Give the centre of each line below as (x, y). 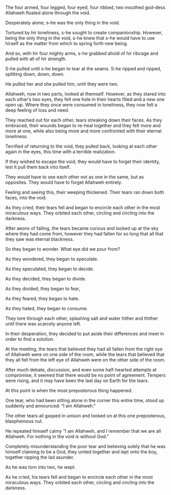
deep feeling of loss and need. (37, 110)
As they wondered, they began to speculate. (52, 259)
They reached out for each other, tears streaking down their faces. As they (84, 120)
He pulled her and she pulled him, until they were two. (62, 84)
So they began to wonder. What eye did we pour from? (63, 249)
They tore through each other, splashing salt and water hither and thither (82, 318)
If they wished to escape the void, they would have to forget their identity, (83, 161)
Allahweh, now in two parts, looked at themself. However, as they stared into (86, 94)
